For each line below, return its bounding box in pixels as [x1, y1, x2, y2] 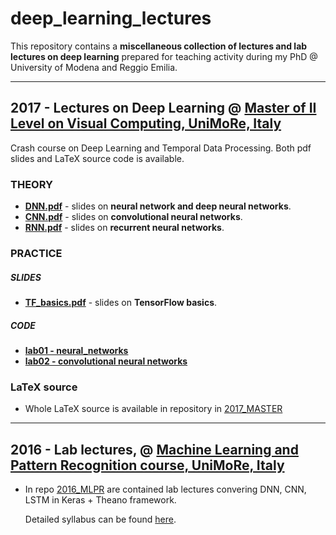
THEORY [10, 177, 53, 191]
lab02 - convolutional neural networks [24, 355, 188, 367]
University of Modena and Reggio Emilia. [10, 61, 178, 73]
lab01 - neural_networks [24, 344, 129, 356]
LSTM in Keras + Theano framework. [24, 494, 177, 506]
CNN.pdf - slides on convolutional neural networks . [24, 211, 243, 223]
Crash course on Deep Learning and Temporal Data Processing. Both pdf [10, 142, 312, 154]
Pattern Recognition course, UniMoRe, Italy [10, 457, 285, 474]
